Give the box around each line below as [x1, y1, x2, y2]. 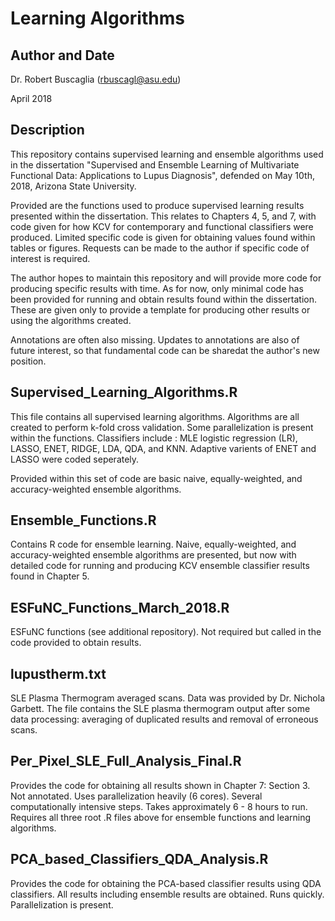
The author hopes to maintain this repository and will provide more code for [10, 272, 322, 284]
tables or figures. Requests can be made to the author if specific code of [10, 242, 310, 254]
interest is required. [10, 252, 91, 264]
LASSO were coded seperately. [10, 453, 140, 465]
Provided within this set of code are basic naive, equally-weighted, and [10, 472, 303, 484]
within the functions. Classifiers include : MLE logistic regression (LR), [10, 432, 298, 444]
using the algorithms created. [10, 314, 132, 326]
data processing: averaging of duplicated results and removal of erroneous [10, 713, 319, 726]
